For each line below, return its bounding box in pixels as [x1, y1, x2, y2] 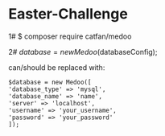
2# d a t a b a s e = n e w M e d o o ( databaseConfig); [8, 47, 158, 56]
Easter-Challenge [8, 5, 129, 23]
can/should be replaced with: [8, 62, 105, 72]
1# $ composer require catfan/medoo [8, 31, 132, 41]
